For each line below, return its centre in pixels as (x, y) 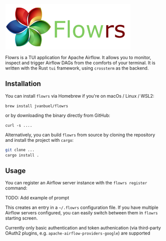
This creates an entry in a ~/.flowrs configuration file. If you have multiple (82, 207)
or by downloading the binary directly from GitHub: (58, 115)
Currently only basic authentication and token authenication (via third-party (83, 228)
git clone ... (20, 150)
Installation (23, 84)
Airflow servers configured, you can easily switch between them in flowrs (81, 213)
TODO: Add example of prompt (37, 198)
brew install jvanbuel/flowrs (37, 106)
